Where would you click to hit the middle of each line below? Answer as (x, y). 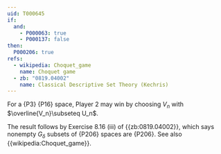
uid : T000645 (26, 14)
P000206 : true (34, 53)
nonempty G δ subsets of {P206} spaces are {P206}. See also (95, 135)
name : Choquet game (48, 71)
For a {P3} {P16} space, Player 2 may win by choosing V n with (96, 105)
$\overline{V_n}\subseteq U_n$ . (53, 113)
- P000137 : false (45, 40)
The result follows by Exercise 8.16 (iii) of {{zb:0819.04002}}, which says (111, 127)
